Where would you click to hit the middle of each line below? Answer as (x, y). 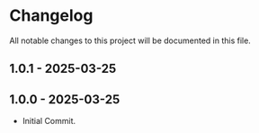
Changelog (51, 16)
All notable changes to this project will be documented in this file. (130, 40)
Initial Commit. (49, 121)
